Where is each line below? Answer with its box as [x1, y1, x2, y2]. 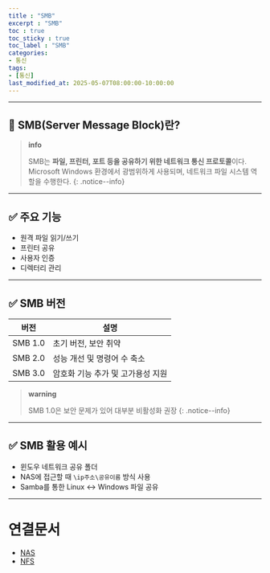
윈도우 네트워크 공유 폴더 [19, 461, 98, 471]
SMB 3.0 [12, 367, 46, 379]
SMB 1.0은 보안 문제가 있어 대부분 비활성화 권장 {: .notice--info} [27, 405, 231, 415]
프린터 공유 [19, 243, 55, 253]
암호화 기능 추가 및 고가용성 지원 [52, 367, 168, 379]
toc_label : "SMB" [8, 42, 70, 50]
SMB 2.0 [12, 352, 46, 363]
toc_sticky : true [8, 34, 70, 43]
